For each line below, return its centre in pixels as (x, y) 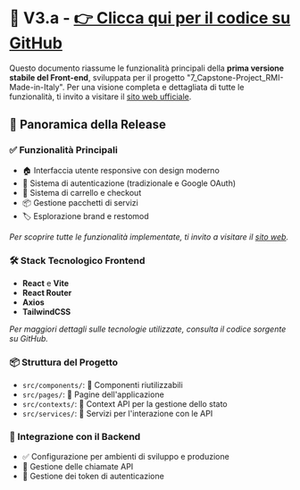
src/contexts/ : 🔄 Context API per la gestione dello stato (125, 404)
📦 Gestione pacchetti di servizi (80, 202)
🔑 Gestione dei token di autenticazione (93, 476)
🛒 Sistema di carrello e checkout (82, 192)
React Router (47, 292)
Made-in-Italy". (37, 87)
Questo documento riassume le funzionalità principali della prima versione (146, 68)
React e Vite (46, 283)
